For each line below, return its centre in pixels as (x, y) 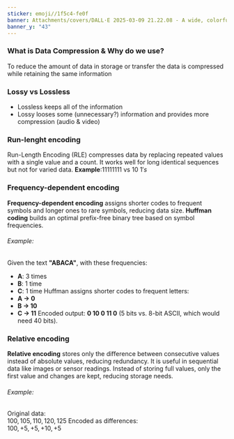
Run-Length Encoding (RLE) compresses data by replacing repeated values (115, 155)
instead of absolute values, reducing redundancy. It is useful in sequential (113, 361)
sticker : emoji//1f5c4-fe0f (48, 14)
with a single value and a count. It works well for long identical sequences (113, 162)
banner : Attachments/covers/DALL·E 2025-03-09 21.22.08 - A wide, (106, 20)
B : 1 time (30, 284)
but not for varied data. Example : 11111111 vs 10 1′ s (77, 170)
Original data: (26, 414)
